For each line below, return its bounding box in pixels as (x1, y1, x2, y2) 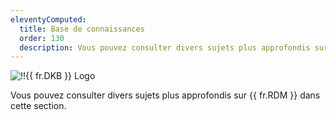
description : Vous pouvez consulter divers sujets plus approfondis (19, 42, 311, 53)
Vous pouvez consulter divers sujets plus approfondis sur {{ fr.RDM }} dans (10, 89, 321, 101)
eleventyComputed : (10, 14, 87, 25)
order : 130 (19, 33, 65, 43)
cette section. (10, 100, 67, 112)
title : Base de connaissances (19, 24, 145, 34)
